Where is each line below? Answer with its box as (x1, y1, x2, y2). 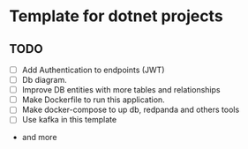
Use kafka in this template (21, 115, 117, 125)
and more (21, 132, 57, 143)
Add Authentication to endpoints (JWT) (21, 64, 165, 75)
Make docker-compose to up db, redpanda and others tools (21, 104, 240, 115)
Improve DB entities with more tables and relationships (21, 85, 221, 95)
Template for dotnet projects (9, 6, 223, 26)
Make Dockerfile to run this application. (21, 94, 165, 105)
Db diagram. (21, 75, 68, 86)
